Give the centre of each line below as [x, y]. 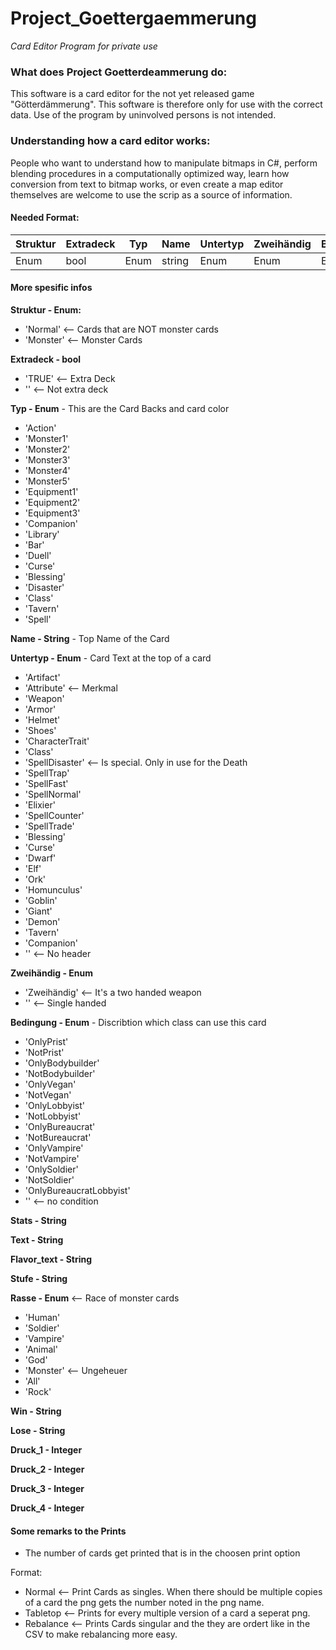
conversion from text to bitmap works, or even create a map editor [147, 184]
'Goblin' [41, 900]
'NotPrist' [44, 1052]
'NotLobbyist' [53, 1116]
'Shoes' [40, 730]
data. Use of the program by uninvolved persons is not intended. [143, 115]
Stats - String [38, 1220]
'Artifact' [42, 677]
